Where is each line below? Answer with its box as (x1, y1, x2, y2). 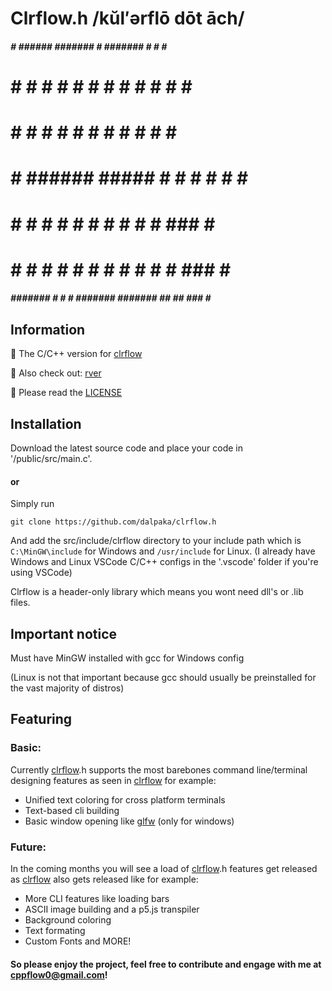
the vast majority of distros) (10, 682, 125, 694)
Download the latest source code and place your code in (10, 442, 244, 454)
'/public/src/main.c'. (10, 452, 93, 464)
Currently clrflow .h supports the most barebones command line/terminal (10, 763, 308, 776)
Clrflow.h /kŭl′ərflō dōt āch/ (10, 7, 245, 30)
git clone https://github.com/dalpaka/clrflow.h (10, 517, 217, 527)
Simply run (10, 498, 55, 510)
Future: (10, 840, 47, 854)
